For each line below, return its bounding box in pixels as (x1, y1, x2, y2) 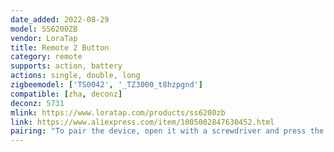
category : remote (10, 52, 83, 62)
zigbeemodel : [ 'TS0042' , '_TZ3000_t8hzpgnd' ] (10, 80, 203, 90)
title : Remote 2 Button (10, 42, 110, 53)
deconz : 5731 (10, 98, 65, 108)
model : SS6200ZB (10, 24, 78, 34)
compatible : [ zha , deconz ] (10, 89, 123, 99)
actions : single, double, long (10, 71, 141, 81)
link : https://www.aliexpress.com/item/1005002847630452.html (10, 117, 275, 127)
